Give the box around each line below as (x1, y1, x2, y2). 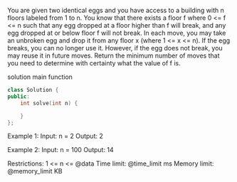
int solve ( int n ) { (20, 100, 78, 107)
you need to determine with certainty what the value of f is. (7, 59, 181, 67)
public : (7, 92, 31, 100)
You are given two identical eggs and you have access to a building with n (7, 6, 224, 14)
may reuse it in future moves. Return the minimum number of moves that (7, 51, 220, 60)
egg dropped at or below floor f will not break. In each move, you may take (7, 28, 226, 37)
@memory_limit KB (7, 167, 63, 176)
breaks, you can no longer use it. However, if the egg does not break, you (7, 44, 223, 52)
